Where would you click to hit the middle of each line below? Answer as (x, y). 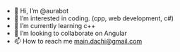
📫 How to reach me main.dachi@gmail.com (78, 41)
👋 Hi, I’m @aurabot (41, 11)
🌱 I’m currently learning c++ (55, 26)
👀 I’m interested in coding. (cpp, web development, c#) (94, 18)
